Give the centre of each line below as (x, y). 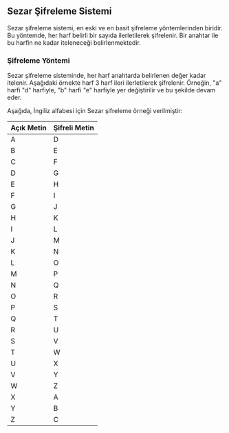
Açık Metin (29, 128)
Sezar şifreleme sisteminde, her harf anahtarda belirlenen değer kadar (107, 76)
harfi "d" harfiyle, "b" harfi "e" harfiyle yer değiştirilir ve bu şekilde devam (111, 90)
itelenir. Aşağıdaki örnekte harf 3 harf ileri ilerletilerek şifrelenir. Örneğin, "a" (115, 83)
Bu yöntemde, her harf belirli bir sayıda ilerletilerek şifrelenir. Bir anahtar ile (113, 35)
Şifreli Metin (74, 128)
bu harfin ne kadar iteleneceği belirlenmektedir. (74, 42)
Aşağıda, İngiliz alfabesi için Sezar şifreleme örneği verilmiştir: (95, 111)
